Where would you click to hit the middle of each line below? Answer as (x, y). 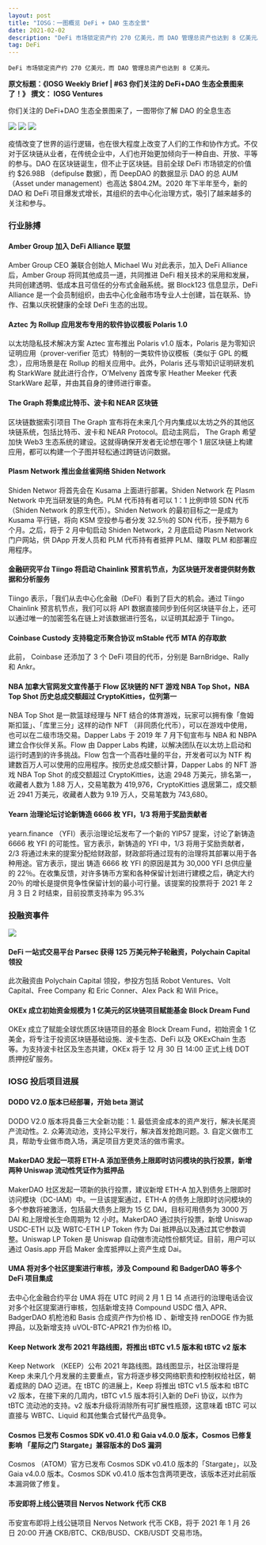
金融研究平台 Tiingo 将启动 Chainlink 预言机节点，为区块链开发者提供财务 (128, 569)
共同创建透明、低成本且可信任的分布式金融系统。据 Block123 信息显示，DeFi (133, 285)
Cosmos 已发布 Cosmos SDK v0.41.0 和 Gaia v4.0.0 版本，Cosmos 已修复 (130, 1435)
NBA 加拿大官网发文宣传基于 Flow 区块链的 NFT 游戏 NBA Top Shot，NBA (129, 686)
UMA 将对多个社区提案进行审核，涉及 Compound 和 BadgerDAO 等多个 (125, 1268)
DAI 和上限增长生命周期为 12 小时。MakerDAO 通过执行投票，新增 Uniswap (131, 1219)
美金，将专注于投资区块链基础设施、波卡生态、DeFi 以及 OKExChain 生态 (127, 1040)
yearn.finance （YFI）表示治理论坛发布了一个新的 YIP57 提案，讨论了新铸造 (132, 834)
